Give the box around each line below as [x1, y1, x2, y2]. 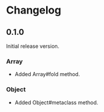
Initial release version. [6, 42, 60, 50]
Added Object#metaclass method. [14, 98, 99, 106]
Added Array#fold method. [14, 71, 80, 78]
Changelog [6, 4, 61, 17]
